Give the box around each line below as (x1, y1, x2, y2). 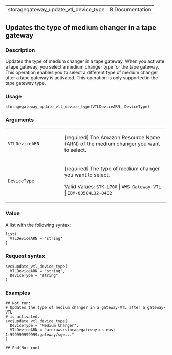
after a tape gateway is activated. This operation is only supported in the (5, 74, 158, 81)
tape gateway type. (5, 80, 46, 86)
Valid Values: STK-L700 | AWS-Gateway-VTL (64, 183, 161, 190)
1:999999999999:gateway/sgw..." (5, 332, 74, 337)
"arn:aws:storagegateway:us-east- (44, 327, 118, 333)
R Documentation (110, 6, 152, 13)
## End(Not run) (5, 345, 40, 351)
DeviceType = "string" (10, 273, 58, 278)
